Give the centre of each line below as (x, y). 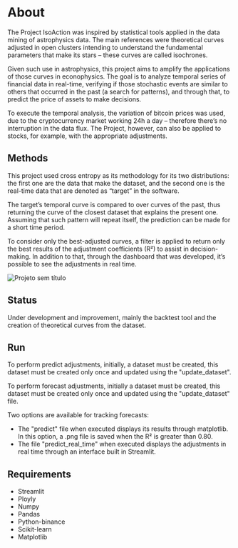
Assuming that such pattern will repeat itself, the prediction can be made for (119, 219)
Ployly (27, 499)
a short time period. (36, 227)
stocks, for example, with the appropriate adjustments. (87, 136)
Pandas (29, 514)
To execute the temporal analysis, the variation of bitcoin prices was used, (117, 113)
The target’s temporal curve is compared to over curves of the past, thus (114, 204)
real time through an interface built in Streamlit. (87, 452)
